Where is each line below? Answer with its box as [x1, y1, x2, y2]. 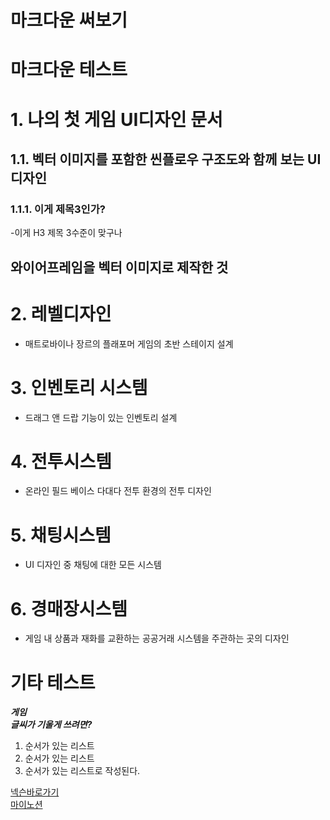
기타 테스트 [10, 671, 96, 694]
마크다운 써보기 [10, 9, 128, 32]
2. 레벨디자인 [10, 302, 112, 325]
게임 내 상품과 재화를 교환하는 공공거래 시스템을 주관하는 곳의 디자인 [24, 632, 290, 645]
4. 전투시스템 [10, 450, 112, 473]
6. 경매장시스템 [10, 597, 128, 620]
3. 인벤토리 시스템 [10, 376, 148, 399]
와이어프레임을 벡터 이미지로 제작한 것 [10, 259, 229, 276]
